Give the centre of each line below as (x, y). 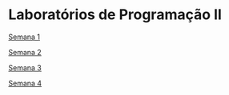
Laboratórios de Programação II (115, 15)
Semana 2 (25, 52)
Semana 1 (24, 37)
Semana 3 (25, 67)
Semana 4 (25, 83)
